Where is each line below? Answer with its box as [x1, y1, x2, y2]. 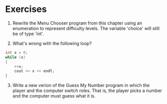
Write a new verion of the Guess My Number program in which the [12, 82, 150, 88]
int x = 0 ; [5, 50, 28, 55]
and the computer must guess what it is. [12, 93, 96, 99]
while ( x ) [5, 54, 26, 59]
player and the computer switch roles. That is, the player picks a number [12, 87, 162, 93]
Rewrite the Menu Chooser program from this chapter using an [12, 20, 142, 26]
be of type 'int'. [12, 30, 44, 36]
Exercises [5, 3, 47, 15]
